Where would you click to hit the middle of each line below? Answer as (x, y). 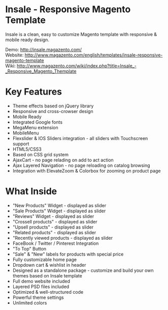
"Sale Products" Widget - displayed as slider (59, 211)
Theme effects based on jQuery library (53, 106)
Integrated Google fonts (37, 122)
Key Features (34, 92)
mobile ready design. (27, 40)
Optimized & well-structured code (48, 292)
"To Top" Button (29, 248)
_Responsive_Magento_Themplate (41, 71)
